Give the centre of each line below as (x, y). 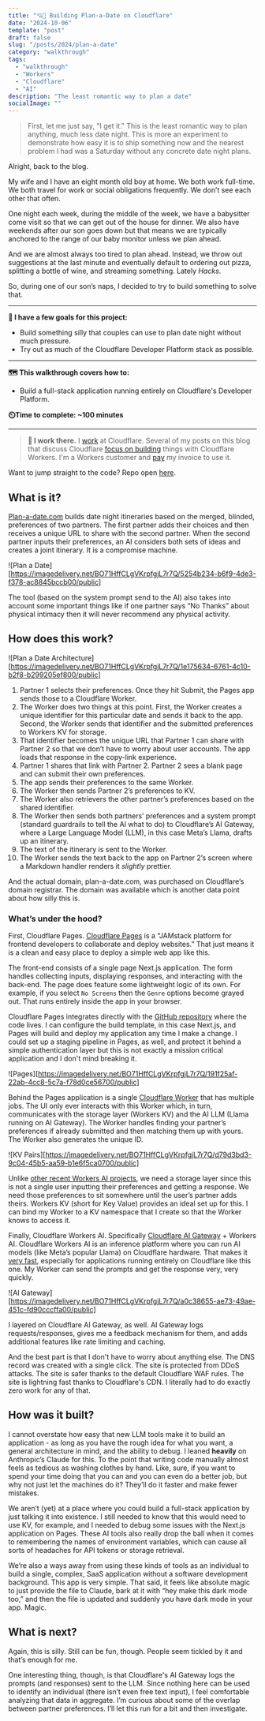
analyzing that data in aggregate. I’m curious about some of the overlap (124, 1700)
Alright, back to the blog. (49, 166)
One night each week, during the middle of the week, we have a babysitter (129, 214)
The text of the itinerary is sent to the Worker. (93, 849)
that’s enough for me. (43, 1659)
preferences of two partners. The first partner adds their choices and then (129, 525)
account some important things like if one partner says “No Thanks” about (129, 605)
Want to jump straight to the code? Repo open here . (92, 473)
